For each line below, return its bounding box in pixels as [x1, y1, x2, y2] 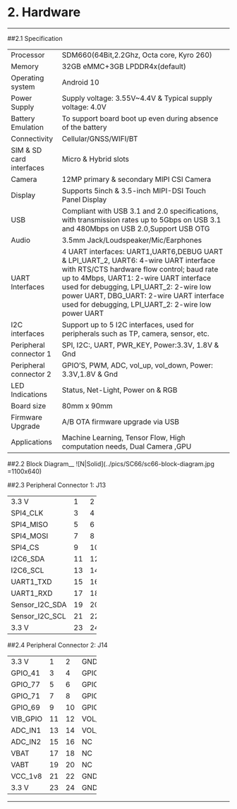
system [11, 82, 35, 92]
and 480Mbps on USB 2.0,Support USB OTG [61, 224, 210, 233]
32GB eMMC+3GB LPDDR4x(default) [61, 61, 187, 71]
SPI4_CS [11, 542, 39, 552]
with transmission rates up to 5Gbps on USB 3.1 [61, 214, 221, 224]
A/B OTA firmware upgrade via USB [61, 417, 180, 427]
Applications [11, 437, 53, 446]
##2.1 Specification [7, 34, 63, 42]
